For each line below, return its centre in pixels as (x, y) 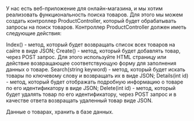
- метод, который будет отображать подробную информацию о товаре (95, 82)
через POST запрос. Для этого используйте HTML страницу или (86, 57)
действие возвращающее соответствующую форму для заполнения (91, 63)
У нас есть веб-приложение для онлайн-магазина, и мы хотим (84, 8)
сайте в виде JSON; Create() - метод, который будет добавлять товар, (93, 51)
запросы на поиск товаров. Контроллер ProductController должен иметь (96, 27)
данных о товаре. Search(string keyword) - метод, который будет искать (96, 69)
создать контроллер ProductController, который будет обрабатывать (91, 21)
